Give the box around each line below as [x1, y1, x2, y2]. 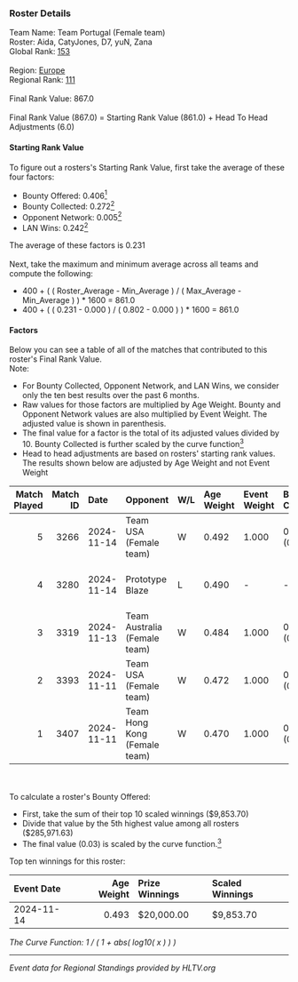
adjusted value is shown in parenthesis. [21, 419, 167, 429]
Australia [125, 620, 162, 633]
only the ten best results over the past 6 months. [21, 390, 200, 401]
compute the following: [9, 268, 93, 279]
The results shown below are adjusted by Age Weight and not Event [21, 457, 271, 468]
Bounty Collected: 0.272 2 [21, 199, 115, 212]
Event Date [13, 882, 61, 895]
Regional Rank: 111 [9, 75, 75, 85]
